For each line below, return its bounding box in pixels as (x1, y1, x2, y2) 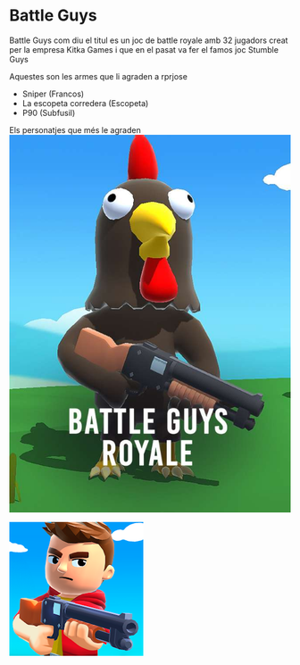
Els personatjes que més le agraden (9, 124, 141, 135)
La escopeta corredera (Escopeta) (21, 97, 149, 108)
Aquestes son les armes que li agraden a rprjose (9, 71, 187, 81)
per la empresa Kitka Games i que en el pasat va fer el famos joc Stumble (9, 44, 279, 54)
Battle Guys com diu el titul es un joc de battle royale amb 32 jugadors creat (9, 35, 288, 46)
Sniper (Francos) (21, 88, 85, 99)
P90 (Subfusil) (21, 107, 76, 118)
